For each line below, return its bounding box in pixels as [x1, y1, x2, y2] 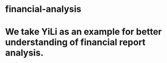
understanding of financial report [5, 37, 146, 48]
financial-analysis [5, 3, 82, 15]
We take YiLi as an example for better [5, 26, 162, 38]
